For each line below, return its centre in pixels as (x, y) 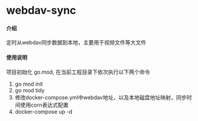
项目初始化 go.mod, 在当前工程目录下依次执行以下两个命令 (78, 72)
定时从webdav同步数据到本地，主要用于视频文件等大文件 (76, 43)
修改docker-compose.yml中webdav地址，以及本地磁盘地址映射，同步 (101, 97)
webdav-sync (41, 10)
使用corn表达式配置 (44, 105)
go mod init (29, 84)
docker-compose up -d (44, 111)
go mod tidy (30, 90)
